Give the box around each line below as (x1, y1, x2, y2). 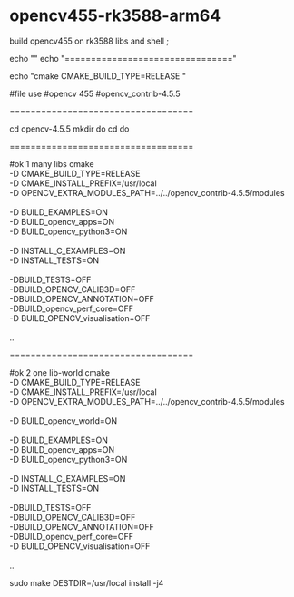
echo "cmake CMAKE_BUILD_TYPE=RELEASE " (9, 70, 186, 82)
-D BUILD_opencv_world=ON (9, 415, 118, 426)
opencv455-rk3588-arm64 (9, 5, 221, 26)
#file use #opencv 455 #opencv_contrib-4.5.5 (9, 88, 181, 99)
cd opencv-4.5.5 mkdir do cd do (9, 123, 130, 134)
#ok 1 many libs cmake (9, 158, 94, 169)
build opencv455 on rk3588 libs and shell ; (9, 35, 170, 46)
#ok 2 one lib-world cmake (9, 367, 111, 377)
